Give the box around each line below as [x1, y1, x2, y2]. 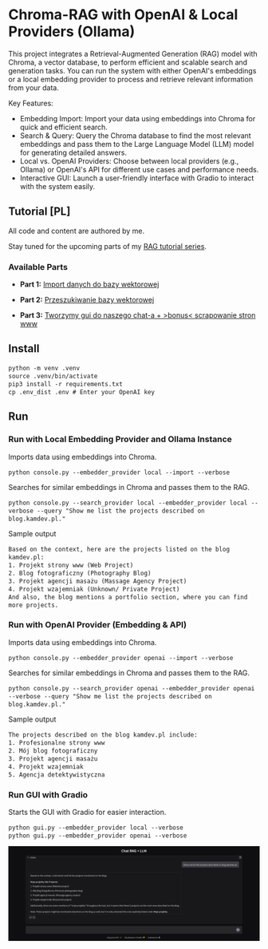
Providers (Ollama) [8, 22, 136, 41]
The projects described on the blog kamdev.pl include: [8, 730, 198, 739]
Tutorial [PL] [8, 205, 71, 219]
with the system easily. [19, 181, 96, 191]
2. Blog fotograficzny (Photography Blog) [8, 569, 152, 577]
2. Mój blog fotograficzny [8, 746, 98, 755]
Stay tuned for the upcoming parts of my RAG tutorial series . [8, 241, 207, 251]
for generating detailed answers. [19, 148, 128, 157]
